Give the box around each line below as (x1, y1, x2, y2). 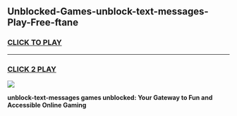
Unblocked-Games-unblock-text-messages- (7, 6, 209, 18)
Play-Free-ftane (7, 17, 79, 29)
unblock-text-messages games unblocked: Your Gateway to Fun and (7, 93, 213, 101)
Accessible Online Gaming (7, 101, 87, 109)
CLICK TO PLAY (7, 38, 62, 48)
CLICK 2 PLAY (7, 64, 56, 74)
